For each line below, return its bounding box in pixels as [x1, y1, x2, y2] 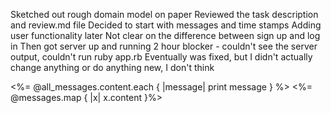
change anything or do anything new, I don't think [10, 62, 215, 73]
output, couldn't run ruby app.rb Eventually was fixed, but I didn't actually [10, 51, 313, 63]
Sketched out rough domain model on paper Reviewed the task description [10, 9, 319, 20]
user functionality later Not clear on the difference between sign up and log [10, 30, 321, 41]
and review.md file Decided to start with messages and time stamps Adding [10, 19, 322, 31]
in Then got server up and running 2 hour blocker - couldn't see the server [10, 40, 318, 52]
